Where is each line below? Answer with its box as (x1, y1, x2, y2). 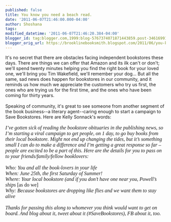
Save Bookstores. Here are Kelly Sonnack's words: (5, 114, 111, 120)
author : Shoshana (5, 21, 42, 27)
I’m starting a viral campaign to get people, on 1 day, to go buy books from (5, 130, 159, 136)
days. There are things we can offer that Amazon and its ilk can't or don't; (5, 59, 160, 66)
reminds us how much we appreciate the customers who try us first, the (5, 81, 156, 87)
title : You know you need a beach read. (5, 12, 93, 17)
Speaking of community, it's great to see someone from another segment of (5, 103, 164, 109)
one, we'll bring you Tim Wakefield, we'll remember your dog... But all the (5, 71, 159, 77)
